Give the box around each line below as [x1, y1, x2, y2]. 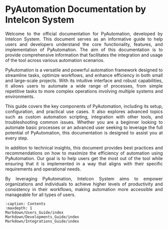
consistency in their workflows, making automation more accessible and [5, 186, 163, 192]
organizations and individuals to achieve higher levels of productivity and [5, 181, 163, 187]
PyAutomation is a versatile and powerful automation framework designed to [5, 66, 163, 73]
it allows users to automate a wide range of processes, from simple [5, 82, 163, 88]
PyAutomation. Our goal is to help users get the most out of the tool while [5, 155, 163, 161]
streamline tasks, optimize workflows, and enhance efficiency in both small [5, 72, 163, 78]
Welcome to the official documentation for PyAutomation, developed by [5, 30, 163, 36]
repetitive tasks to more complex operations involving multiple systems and [5, 88, 163, 94]
